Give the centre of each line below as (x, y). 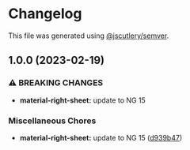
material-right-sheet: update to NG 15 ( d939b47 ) (101, 137)
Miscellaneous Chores (52, 121)
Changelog (45, 14)
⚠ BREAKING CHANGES (56, 83)
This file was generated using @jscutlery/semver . (89, 36)
